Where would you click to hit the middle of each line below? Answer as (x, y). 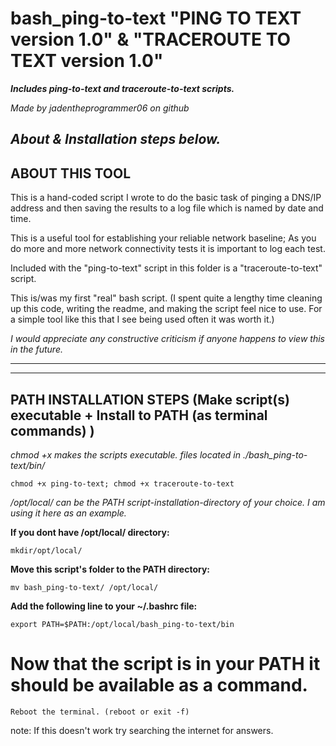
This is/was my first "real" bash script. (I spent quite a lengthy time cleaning (166, 298)
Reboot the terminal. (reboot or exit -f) (100, 712)
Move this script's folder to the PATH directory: (110, 569)
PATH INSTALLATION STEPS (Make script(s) (150, 399)
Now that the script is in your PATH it (165, 664)
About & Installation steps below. (116, 139)
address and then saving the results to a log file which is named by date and (167, 208)
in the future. (36, 349)
